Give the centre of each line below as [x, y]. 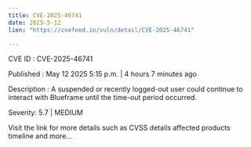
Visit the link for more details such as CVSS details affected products [119, 128]
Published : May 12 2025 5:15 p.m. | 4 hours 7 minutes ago [103, 74]
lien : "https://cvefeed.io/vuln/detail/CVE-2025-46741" [101, 30]
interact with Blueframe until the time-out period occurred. [103, 98]
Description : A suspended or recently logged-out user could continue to [125, 89]
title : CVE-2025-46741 [45, 15]
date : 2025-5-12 [35, 23]
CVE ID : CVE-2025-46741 [51, 59]
